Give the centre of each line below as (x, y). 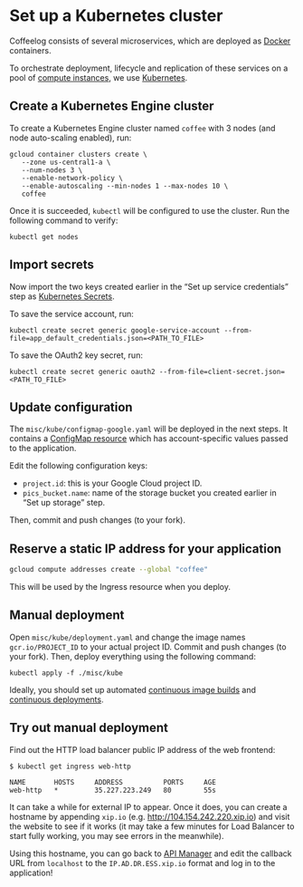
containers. (30, 50)
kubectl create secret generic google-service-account (115, 330)
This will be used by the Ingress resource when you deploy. (120, 587)
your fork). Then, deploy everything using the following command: (133, 656)
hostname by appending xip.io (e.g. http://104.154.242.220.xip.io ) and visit (150, 816)
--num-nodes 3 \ (52, 170)
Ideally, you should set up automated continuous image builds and (133, 689)
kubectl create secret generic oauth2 (82, 371)
